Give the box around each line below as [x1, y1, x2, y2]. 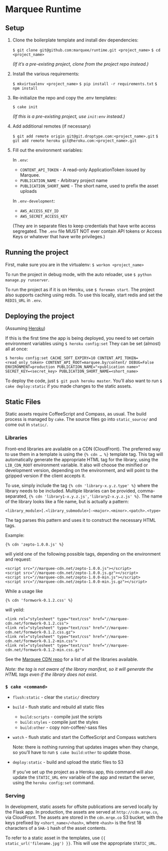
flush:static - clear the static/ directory [12, 694, 100, 700]
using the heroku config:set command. [12, 780, 95, 786]
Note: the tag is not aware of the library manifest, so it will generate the [5, 666, 153, 672]
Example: [5, 532, 25, 538]
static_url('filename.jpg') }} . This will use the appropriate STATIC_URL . [5, 840, 157, 846]
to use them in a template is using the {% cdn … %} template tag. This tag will [5, 451, 163, 457]
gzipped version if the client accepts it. [5, 472, 86, 478]
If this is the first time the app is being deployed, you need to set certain [5, 335, 154, 341]
